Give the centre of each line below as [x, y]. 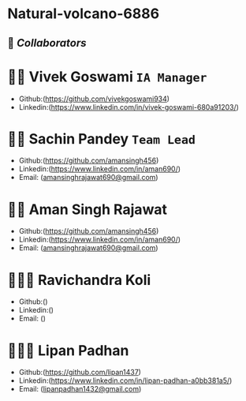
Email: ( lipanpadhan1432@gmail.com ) [80, 389]
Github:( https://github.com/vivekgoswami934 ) [94, 99]
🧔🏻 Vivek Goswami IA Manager [107, 77]
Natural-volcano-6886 [83, 14]
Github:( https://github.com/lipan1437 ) [80, 373]
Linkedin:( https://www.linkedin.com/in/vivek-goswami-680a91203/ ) [129, 107]
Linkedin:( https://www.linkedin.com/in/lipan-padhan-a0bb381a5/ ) [125, 380]
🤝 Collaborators [47, 43]
